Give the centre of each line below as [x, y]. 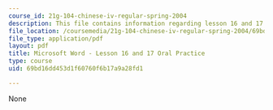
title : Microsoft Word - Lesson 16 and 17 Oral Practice [107, 53]
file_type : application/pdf [56, 38]
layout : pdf [28, 46]
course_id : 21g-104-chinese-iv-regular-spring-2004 [97, 16]
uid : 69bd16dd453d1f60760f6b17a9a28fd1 [76, 69]
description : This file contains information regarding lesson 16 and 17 [136, 23]
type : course [30, 61]
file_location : [34, 31]
